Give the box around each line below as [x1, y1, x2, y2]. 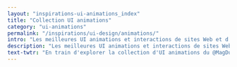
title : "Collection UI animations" [7, 17, 112, 24]
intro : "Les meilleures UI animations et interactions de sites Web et [7, 36, 222, 43]
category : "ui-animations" [7, 23, 87, 30]
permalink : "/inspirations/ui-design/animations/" [7, 29, 159, 37]
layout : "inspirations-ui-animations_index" [7, 10, 140, 17]
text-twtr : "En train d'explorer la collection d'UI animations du [7, 50, 210, 57]
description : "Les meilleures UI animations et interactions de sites [7, 43, 219, 50]
